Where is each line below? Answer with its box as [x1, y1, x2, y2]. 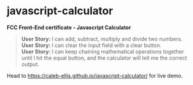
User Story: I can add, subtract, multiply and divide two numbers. [21, 35, 183, 42]
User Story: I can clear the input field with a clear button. [21, 42, 162, 49]
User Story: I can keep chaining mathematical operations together [21, 48, 184, 55]
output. [21, 61, 39, 68]
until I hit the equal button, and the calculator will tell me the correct [21, 54, 187, 61]
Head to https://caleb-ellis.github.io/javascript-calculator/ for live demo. [7, 72, 183, 79]
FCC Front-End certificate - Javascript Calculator [7, 24, 132, 31]
